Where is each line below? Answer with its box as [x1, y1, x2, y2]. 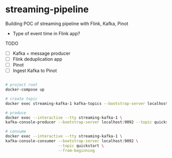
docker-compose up [5, 87, 45, 93]
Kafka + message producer [12, 50, 71, 56]
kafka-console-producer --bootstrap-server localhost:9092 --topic [5, 120, 153, 125]
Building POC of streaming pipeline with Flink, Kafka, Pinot [5, 20, 128, 27]
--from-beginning [58, 148, 95, 153]
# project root [5, 82, 38, 87]
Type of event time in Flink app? [12, 30, 80, 36]
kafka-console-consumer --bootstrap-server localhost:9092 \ [5, 139, 139, 144]
